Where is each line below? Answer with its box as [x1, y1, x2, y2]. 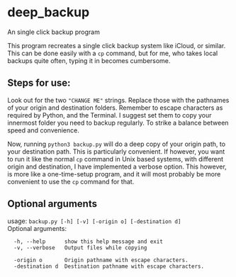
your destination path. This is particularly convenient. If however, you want [7, 147, 225, 156]
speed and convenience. [7, 125, 79, 135]
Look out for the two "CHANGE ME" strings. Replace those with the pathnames [7, 96, 230, 104]
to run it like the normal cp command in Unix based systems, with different [7, 154, 224, 163]
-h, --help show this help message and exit [13, 238, 163, 245]
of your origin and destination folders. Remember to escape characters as [7, 103, 223, 112]
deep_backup [7, 4, 90, 21]
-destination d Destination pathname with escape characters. [13, 263, 204, 270]
